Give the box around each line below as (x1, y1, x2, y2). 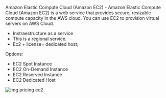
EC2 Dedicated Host (12, 77, 56, 83)
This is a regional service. (12, 36, 67, 42)
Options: (5, 51, 23, 57)
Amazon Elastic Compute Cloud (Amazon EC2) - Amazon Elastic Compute (5, 5, 161, 10)
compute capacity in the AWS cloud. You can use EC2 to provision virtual (5, 15, 159, 21)
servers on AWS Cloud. (5, 20, 55, 26)
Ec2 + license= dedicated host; (12, 41, 79, 47)
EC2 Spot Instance (12, 61, 52, 67)
